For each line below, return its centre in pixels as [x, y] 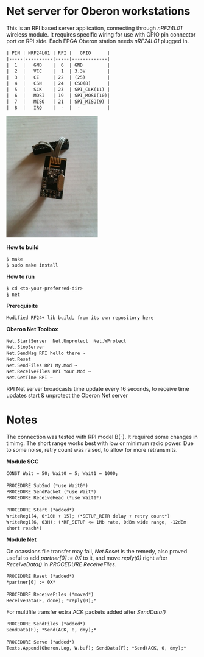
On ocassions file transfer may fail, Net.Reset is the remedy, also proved [97, 551]
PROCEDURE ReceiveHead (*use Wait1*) [54, 497]
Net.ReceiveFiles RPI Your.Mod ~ [49, 371]
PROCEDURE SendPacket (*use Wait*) [51, 491]
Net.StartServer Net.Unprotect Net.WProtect [66, 341]
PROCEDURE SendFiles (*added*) [46, 624]
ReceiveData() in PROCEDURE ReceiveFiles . [62, 564]
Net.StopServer [26, 347]
